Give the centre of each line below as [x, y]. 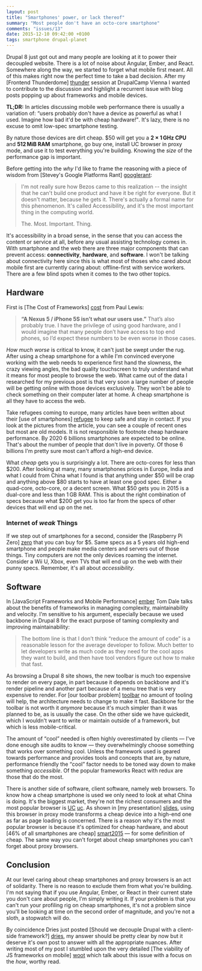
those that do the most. [35, 777]
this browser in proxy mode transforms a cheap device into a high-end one [99, 814]
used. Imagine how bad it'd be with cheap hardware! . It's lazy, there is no [98, 120]
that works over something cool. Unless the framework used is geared [93, 751]
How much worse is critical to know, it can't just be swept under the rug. [96, 350]
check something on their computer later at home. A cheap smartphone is [98, 394]
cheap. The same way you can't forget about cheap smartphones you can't [99, 839]
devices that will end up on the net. [50, 507]
